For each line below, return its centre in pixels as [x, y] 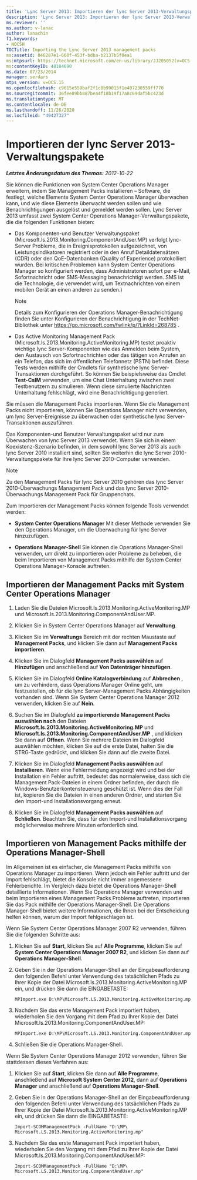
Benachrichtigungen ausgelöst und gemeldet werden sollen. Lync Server [94, 210]
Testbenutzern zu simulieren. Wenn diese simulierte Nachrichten [93, 386]
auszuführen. [58, 423]
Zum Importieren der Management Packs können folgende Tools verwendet [98, 506]
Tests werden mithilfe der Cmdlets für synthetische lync [82, 367]
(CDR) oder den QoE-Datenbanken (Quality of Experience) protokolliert [100, 259]
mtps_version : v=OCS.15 [35, 83]
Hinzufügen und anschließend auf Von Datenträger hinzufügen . [93, 667]
